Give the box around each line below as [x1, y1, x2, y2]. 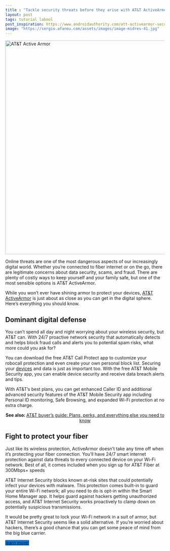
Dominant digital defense [5, 315, 87, 324]
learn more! [5, 539, 29, 545]
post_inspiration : [5, 21, 44, 27]
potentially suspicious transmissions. [5, 504, 82, 510]
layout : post [5, 12, 33, 17]
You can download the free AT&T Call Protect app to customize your [5, 354, 147, 360]
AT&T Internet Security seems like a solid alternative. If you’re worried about [5, 519, 164, 525]
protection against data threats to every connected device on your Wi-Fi [5, 456, 156, 462]
